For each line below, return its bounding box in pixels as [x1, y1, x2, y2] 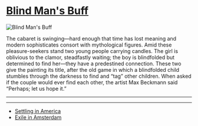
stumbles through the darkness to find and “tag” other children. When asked [6, 72, 192, 79]
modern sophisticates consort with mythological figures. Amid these [6, 41, 172, 48]
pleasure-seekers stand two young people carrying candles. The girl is [6, 47, 179, 54]
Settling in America [14, 107, 61, 114]
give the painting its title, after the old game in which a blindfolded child [6, 66, 180, 73]
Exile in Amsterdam [14, 114, 62, 121]
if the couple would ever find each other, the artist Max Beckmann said [6, 78, 178, 86]
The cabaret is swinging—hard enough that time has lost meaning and [6, 35, 177, 42]
